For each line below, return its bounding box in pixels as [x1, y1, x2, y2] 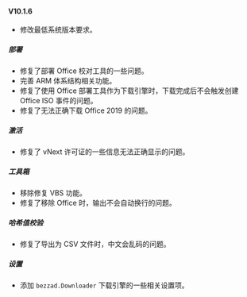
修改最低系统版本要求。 [19, 25, 97, 35]
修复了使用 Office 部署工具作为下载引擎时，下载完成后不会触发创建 [19, 86, 239, 95]
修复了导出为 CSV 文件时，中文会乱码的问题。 [19, 239, 171, 249]
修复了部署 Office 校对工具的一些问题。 [19, 66, 149, 75]
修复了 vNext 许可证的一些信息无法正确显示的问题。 [19, 147, 190, 156]
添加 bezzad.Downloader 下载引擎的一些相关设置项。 [19, 280, 189, 290]
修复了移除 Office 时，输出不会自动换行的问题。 [19, 199, 176, 208]
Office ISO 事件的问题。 [19, 96, 98, 106]
